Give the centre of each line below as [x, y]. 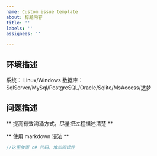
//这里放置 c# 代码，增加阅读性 [41, 147]
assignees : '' [24, 34]
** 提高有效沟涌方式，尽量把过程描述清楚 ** [60, 123]
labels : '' [20, 28]
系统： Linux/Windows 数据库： [45, 80]
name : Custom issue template [42, 12]
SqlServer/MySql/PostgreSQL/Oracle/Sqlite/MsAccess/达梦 [79, 88]
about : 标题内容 [24, 17]
